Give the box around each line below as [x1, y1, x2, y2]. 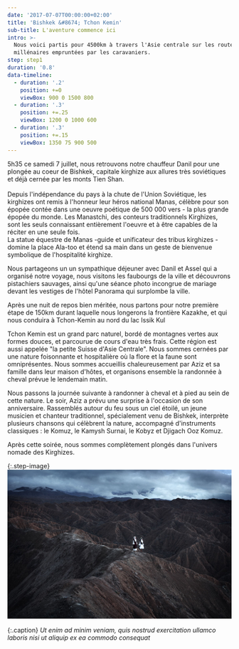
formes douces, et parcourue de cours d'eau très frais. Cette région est [7, 337, 217, 345]
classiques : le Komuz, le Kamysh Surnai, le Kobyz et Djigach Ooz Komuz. [7, 426, 223, 435]
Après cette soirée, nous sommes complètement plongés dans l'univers [7, 440, 218, 448]
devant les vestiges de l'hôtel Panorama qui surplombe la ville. [7, 287, 191, 295]
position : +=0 [20, 86, 62, 94]
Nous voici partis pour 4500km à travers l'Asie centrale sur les [14, 41, 215, 49]
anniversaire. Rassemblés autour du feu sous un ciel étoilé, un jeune [7, 403, 207, 412]
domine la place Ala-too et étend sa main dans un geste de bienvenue [7, 243, 213, 251]
